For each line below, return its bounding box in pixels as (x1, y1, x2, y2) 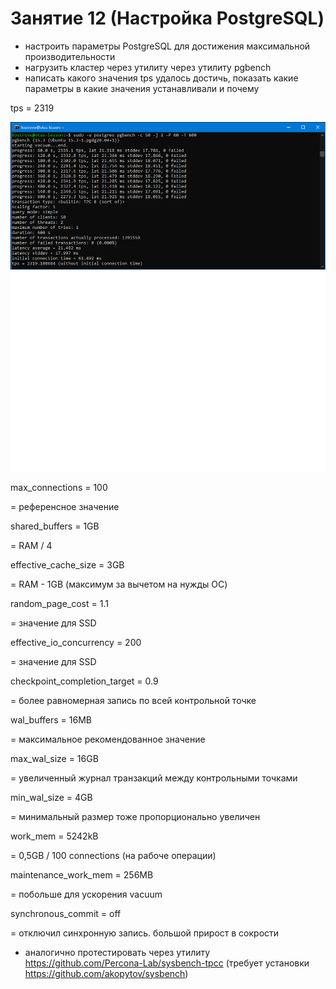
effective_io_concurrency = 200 (10, 637, 142, 649)
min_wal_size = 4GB (10, 792, 93, 804)
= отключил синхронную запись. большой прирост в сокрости (10, 927, 280, 939)
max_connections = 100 (10, 482, 108, 494)
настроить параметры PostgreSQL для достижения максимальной (24, 40, 311, 52)
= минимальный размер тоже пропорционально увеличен (10, 811, 261, 823)
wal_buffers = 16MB (10, 714, 92, 726)
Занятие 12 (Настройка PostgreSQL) (10, 7, 325, 30)
